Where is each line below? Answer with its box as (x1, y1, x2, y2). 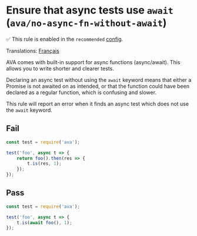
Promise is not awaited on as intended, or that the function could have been (6, 82, 190, 89)
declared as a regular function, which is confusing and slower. (6, 89, 157, 96)
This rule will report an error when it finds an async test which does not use (6, 100, 189, 107)
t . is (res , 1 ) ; (27, 161, 62, 167)
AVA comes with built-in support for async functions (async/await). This (6, 58, 181, 65)
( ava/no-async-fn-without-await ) (6, 16, 167, 29)
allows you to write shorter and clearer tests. (6, 65, 115, 72)
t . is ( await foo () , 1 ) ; (16, 220, 72, 225)
